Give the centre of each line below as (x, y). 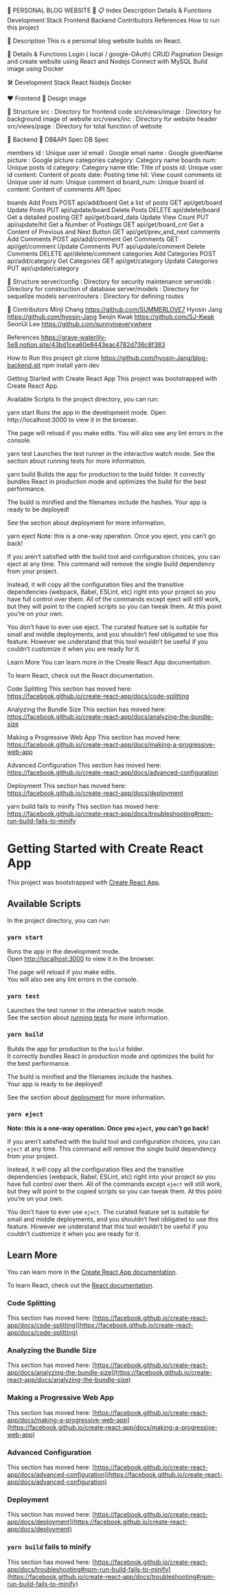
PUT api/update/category (43, 268)
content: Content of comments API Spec (64, 189)
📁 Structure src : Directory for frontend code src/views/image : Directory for (114, 112)
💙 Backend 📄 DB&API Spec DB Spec (58, 139)
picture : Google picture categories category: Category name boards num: (112, 160)
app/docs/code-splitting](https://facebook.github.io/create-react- (100, 1325)
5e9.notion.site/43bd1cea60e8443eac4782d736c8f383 (86, 345)
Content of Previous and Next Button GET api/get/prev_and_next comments (114, 232)
